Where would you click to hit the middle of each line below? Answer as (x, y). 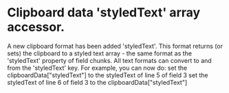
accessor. (36, 27)
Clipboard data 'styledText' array (104, 13)
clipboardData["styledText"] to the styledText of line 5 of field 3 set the (108, 75)
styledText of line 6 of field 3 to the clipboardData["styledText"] (97, 82)
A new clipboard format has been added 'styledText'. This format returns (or (115, 46)
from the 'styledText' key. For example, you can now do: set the (97, 68)
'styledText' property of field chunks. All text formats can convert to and (109, 60)
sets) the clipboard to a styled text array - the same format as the (100, 53)
